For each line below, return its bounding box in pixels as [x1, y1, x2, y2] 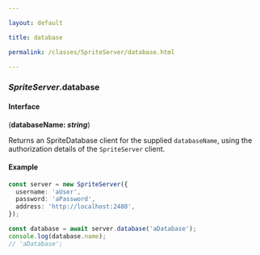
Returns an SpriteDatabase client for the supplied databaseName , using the [8, 135, 253, 145]
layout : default [8, 19, 63, 27]
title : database [8, 33, 63, 41]
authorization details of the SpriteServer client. [8, 144, 166, 153]
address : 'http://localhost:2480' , [15, 203, 136, 211]
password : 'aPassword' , [15, 195, 95, 203]
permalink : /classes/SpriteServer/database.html [8, 48, 175, 56]
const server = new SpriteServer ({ [8, 180, 128, 188]
